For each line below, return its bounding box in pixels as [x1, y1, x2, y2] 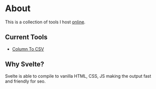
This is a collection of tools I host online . [5, 19, 86, 25]
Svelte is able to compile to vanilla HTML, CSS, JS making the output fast [5, 73, 152, 79]
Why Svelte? [5, 60, 45, 69]
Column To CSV [12, 46, 44, 52]
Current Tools [5, 33, 48, 41]
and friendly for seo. [5, 78, 46, 84]
